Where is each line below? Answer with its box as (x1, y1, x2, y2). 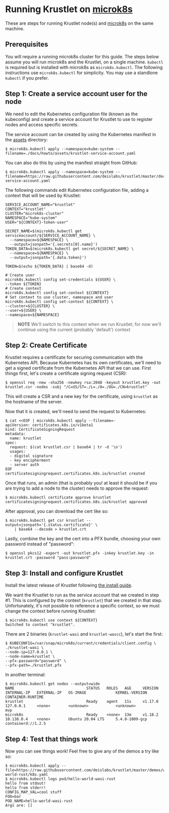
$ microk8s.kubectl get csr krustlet (5, 518, 84, 523)
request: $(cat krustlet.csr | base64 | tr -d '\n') (10, 445, 123, 450)
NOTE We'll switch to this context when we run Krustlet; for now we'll (17, 321, 161, 327)
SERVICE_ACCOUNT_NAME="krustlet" (5, 202, 75, 207)
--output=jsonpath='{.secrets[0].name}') (10, 242, 98, 247)
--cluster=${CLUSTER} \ (5, 303, 55, 308)
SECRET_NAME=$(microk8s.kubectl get (5, 228, 82, 234)
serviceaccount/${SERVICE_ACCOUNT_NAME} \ (5, 233, 96, 238)
